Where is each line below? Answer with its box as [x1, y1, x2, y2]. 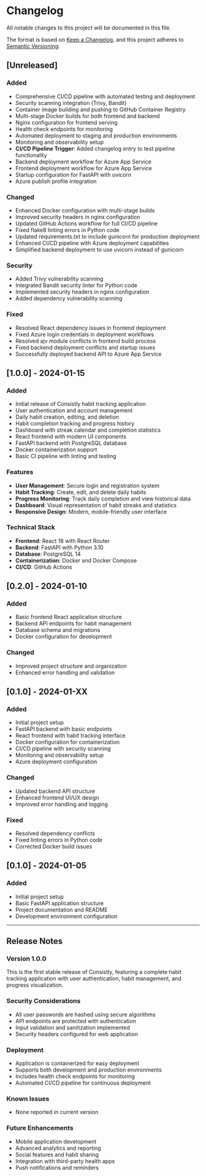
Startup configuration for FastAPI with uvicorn [15, 171, 132, 178]
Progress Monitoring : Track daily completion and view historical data [15, 495, 191, 502]
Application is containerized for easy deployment [15, 1060, 140, 1067]
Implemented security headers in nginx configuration [15, 288, 150, 295]
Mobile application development [15, 1137, 97, 1145]
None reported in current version [15, 1108, 99, 1116]
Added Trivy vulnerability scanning [15, 275, 104, 282]
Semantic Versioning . [6, 42, 60, 50]
